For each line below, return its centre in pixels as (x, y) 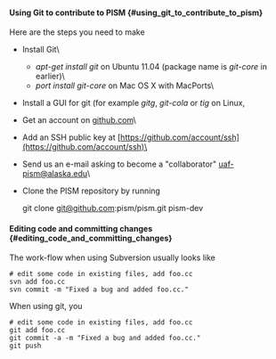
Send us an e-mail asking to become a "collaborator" (119, 164)
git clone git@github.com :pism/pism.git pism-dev (113, 208)
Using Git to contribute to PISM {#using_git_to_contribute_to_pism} (136, 12)
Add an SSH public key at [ (71, 137)
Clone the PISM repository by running (91, 191)
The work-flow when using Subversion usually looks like (112, 257)
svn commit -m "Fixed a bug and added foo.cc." (99, 290)
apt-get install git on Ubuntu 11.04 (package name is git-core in (151, 67)
